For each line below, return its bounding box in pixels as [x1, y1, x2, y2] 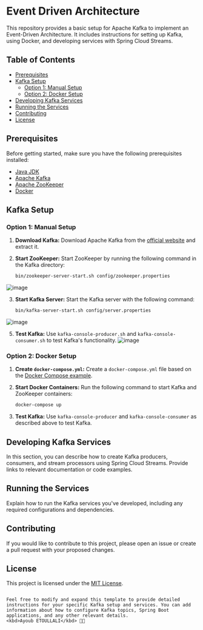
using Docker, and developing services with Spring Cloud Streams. [6, 37, 173, 44]
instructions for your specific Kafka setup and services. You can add [6, 602, 191, 608]
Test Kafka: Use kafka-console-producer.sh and [15, 330, 136, 337]
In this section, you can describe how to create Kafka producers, [6, 453, 168, 460]
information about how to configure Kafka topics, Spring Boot [6, 608, 170, 614]
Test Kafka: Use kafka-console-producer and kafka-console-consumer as [15, 413, 197, 420]
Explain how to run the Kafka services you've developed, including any [6, 499, 183, 507]
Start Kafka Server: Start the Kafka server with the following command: [15, 296, 195, 303]
